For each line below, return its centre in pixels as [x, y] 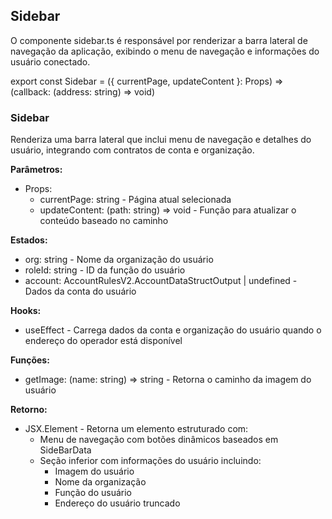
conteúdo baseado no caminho [104, 221]
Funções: [30, 360]
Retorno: [29, 410]
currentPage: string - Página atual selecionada [135, 200]
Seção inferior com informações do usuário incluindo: [150, 461]
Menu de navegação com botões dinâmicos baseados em [159, 440]
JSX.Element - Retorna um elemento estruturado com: [136, 429]
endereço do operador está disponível [103, 341]
